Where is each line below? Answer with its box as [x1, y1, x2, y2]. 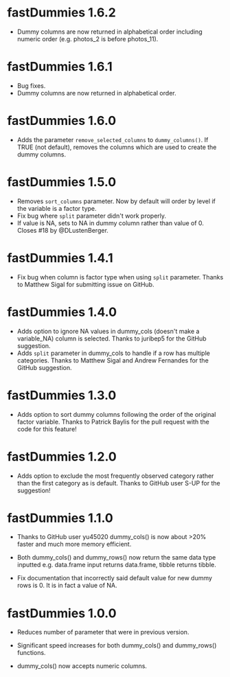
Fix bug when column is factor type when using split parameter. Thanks [16, 273, 224, 281]
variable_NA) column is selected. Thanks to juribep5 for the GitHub [16, 334, 207, 343]
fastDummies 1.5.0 [7, 174, 117, 190]
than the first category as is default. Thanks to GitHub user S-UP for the [16, 479, 221, 487]
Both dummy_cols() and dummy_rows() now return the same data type [16, 553, 216, 562]
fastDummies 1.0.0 [7, 606, 117, 621]
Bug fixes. [16, 81, 46, 90]
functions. [16, 649, 46, 657]
